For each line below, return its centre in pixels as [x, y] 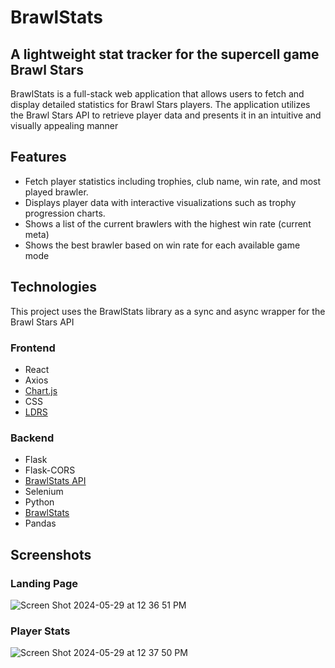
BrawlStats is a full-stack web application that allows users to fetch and [157, 94]
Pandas [40, 523]
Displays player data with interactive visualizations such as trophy [160, 202]
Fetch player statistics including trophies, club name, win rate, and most [173, 181]
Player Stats [40, 631]
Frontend [33, 348]
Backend [32, 438]
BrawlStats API [55, 481]
